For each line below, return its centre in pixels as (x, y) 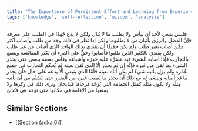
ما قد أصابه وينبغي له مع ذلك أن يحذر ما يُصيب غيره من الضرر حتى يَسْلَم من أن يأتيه (97, 78)
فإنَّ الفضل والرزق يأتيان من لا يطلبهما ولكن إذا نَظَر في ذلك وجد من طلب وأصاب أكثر (99, 40)
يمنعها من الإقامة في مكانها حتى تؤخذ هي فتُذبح (57, 90)
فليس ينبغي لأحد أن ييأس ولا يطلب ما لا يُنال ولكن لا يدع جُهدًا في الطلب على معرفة (97, 33)
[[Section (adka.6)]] (39, 122)
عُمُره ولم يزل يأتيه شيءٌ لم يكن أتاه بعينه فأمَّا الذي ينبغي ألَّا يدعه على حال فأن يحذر (97, 71)
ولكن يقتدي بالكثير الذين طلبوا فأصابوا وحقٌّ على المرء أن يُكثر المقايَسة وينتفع (90, 52)
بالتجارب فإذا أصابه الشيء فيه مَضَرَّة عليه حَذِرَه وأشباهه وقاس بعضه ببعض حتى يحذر (98, 59)
